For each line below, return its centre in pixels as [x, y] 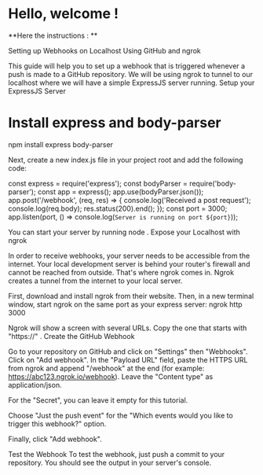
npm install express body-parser [61, 144]
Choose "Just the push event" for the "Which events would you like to [121, 415]
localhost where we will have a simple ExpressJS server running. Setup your [131, 83]
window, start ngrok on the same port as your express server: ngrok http [125, 304]
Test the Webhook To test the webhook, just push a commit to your [117, 454]
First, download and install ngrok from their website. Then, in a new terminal [131, 296]
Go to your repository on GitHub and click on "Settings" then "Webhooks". [128, 352]
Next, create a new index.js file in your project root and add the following [126, 160]
